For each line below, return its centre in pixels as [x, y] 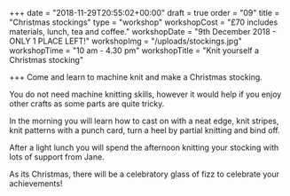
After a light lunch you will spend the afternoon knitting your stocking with [144, 147]
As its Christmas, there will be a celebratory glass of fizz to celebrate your [144, 174]
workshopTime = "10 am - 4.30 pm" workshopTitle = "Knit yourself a [134, 51]
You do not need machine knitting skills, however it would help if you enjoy [145, 94]
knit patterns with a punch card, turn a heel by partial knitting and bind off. [145, 130]
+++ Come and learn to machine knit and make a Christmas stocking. [136, 77]
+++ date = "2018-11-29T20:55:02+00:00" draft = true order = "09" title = [145, 13]
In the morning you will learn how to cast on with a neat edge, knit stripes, [144, 121]
